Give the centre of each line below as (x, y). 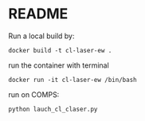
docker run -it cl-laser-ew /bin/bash (72, 80)
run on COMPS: (34, 94)
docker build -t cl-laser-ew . (60, 50)
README (38, 14)
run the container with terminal (59, 65)
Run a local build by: (41, 36)
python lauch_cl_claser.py (53, 109)
